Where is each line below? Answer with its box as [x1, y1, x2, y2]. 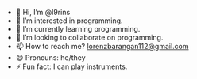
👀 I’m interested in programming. [15, 16, 123, 25]
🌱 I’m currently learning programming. [15, 24, 141, 33]
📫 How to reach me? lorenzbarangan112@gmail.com [15, 42, 189, 51]
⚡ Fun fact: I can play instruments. [15, 62, 128, 71]
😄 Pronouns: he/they [15, 53, 86, 62]
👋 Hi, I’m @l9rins [15, 8, 71, 17]
